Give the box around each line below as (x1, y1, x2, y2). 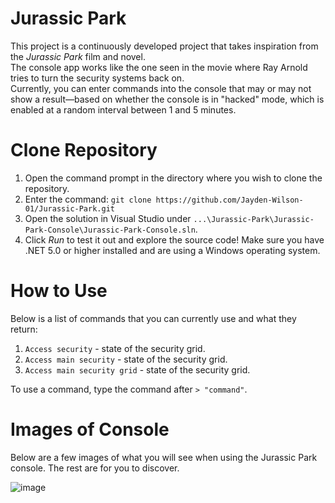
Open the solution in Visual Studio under (24, 212, 192, 224)
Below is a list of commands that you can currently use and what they (10, 312, 297, 324)
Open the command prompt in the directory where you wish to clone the (24, 172, 323, 184)
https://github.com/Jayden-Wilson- (155, 195, 304, 205)
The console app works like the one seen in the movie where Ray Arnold (10, 61, 308, 73)
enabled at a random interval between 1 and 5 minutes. (10, 103, 237, 116)
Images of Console (10, 418, 170, 441)
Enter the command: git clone (24, 193, 152, 205)
